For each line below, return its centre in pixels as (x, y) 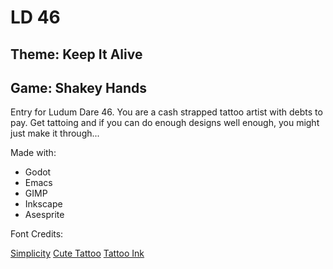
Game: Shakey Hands (79, 87)
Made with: (33, 153)
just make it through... (55, 133)
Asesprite (44, 215)
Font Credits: (37, 234)
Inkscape (43, 204)
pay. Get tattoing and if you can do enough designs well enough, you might (165, 123)
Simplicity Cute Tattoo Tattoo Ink (77, 253)
